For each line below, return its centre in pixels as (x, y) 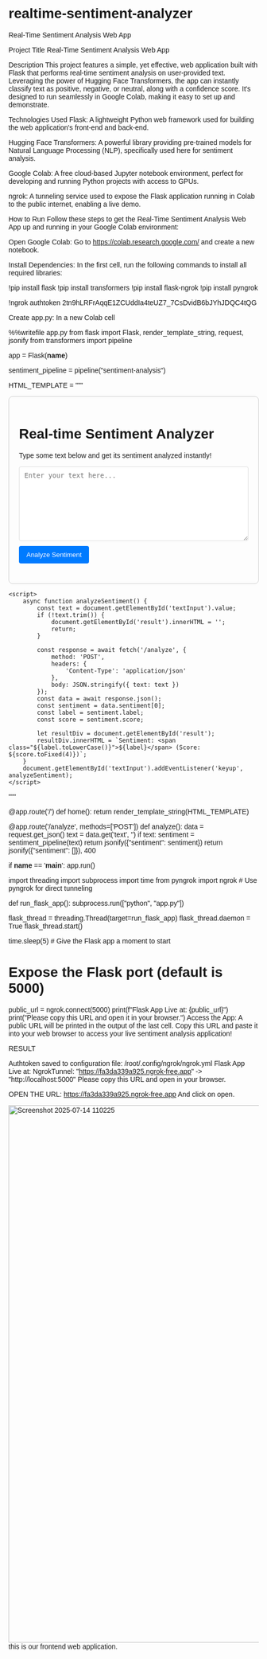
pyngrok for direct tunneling (50, 888)
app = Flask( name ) (38, 355)
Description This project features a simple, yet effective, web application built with (133, 64)
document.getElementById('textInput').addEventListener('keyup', (133, 768)
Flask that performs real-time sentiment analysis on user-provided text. (117, 72)
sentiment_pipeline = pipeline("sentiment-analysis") (87, 370)
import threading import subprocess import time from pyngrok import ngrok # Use (133, 880)
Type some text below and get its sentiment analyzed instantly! (115, 455)
